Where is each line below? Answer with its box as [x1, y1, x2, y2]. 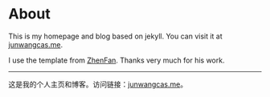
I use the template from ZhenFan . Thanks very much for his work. [8, 55, 225, 65]
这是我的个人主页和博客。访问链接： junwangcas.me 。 [8, 79, 187, 89]
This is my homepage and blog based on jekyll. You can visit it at [8, 31, 223, 41]
